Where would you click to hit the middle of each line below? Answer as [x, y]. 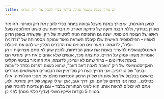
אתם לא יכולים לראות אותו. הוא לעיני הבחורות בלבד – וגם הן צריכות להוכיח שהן [78, 86]
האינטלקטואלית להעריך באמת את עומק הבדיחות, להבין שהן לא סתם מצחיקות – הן [81, 49]
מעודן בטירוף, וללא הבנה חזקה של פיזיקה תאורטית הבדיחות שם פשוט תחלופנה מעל [82, 29]
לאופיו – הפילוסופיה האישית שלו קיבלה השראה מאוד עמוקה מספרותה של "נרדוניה [80, 39]
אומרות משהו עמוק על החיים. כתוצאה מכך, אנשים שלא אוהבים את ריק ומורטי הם [79, 55]
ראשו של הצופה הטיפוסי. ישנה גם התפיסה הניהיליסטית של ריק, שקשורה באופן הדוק [82, 34]
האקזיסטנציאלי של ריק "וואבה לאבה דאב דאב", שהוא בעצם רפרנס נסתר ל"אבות [79, 65]
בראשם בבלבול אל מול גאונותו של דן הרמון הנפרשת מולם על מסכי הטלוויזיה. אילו [79, 75]
